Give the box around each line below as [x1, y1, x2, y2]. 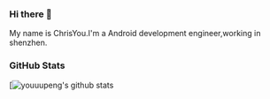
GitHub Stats [9, 59, 66, 72]
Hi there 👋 [9, 8, 53, 20]
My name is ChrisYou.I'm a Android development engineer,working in [9, 28, 261, 39]
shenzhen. [9, 37, 48, 48]
